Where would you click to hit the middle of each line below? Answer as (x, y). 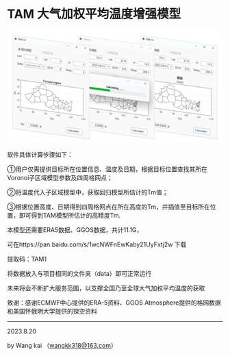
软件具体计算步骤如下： (40, 154)
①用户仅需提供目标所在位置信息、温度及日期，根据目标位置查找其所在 (107, 169)
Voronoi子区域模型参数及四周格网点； (60, 177)
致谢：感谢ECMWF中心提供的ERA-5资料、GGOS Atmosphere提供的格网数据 (114, 303)
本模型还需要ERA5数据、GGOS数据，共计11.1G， (75, 229)
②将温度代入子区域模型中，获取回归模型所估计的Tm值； (88, 192)
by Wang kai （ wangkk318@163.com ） (62, 345)
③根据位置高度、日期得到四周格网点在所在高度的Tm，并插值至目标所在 (108, 207)
